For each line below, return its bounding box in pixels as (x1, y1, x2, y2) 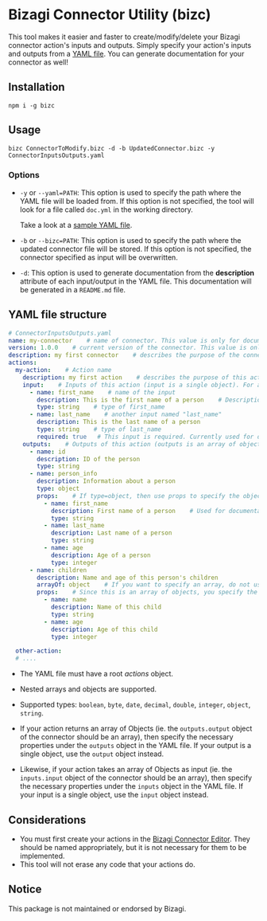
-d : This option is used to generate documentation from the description (19, 268, 255, 277)
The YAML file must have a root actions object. (19, 669, 173, 679)
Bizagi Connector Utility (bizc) (8, 6, 211, 24)
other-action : (15, 647, 62, 655)
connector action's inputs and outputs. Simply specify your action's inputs (8, 40, 252, 49)
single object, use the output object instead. (19, 749, 164, 758)
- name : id (29, 448, 66, 456)
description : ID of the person (37, 455, 141, 463)
